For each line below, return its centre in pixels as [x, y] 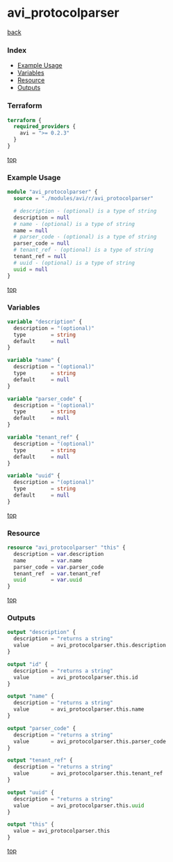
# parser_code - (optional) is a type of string [85, 237]
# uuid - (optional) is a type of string [74, 263]
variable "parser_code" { [44, 399]
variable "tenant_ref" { [43, 437]
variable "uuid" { [34, 476]
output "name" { [31, 696]
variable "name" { [34, 361]
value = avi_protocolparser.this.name [79, 709]
